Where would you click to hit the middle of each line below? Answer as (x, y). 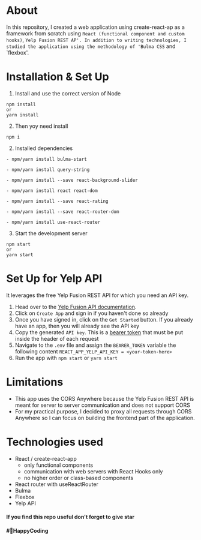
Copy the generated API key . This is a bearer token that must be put (99, 332)
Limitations (35, 382)
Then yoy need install (41, 126)
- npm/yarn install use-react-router (53, 222)
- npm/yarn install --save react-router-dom (63, 211)
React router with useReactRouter (57, 484)
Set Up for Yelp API (54, 279)
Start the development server (51, 233)
